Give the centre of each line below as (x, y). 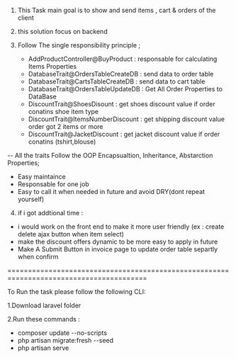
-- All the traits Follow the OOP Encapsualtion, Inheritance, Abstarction (110, 155)
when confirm (38, 257)
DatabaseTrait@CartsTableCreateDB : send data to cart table (117, 81)
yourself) (31, 199)
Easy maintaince (41, 177)
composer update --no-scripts (62, 333)
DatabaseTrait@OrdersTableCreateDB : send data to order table (121, 74)
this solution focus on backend (62, 32)
